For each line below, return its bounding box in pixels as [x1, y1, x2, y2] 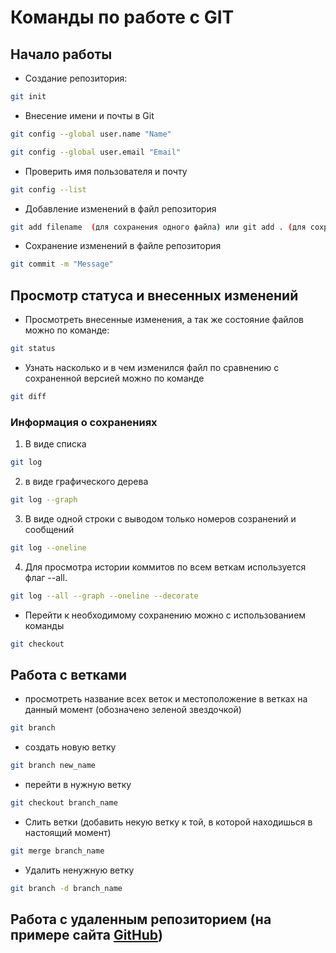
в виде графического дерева [24, 475, 149, 487]
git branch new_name [10, 761, 97, 771]
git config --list [10, 184, 87, 195]
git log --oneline [10, 542, 87, 553]
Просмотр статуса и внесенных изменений [10, 287, 299, 304]
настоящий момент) [24, 826, 112, 838]
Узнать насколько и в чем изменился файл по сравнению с [24, 361, 280, 373]
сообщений [24, 523, 75, 535]
